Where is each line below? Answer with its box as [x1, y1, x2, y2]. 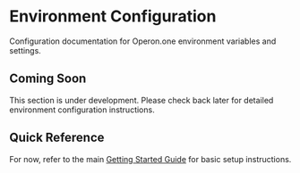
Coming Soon [9, 71, 87, 86]
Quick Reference [9, 130, 105, 145]
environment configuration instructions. [9, 104, 155, 115]
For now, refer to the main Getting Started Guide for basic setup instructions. [9, 153, 292, 164]
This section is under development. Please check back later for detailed [9, 95, 274, 105]
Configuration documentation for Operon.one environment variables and [9, 36, 277, 46]
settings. [9, 45, 42, 55]
